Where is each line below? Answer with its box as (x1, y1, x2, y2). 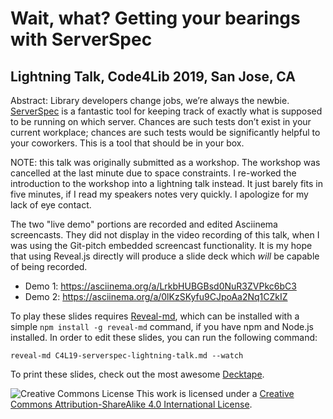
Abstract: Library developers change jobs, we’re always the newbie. (10, 95, 290, 106)
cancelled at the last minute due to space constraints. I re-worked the (10, 167, 297, 179)
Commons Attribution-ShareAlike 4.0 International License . (10, 398, 253, 410)
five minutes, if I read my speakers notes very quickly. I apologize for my (10, 188, 309, 200)
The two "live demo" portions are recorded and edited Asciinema (10, 218, 278, 230)
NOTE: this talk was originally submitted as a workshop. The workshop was (10, 157, 321, 168)
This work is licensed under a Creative (136, 388, 295, 399)
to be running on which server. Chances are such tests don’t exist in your (10, 116, 312, 127)
